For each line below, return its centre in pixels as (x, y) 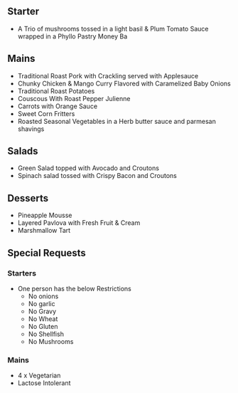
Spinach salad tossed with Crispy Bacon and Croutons (97, 176)
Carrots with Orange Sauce (58, 106)
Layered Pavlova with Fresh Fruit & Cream (79, 223)
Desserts (28, 198)
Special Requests (47, 253)
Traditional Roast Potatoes (56, 91)
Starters (22, 273)
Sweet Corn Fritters (46, 113)
